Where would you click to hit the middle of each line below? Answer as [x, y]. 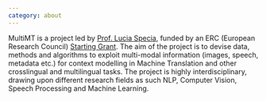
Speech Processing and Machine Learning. [79, 88]
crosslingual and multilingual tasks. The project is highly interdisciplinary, [128, 71]
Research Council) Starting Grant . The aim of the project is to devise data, [129, 46]
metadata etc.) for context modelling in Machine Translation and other [122, 63]
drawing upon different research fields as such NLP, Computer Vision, [123, 80]
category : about [35, 15]
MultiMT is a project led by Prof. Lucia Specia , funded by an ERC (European [132, 38]
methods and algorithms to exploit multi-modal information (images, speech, [133, 54]
